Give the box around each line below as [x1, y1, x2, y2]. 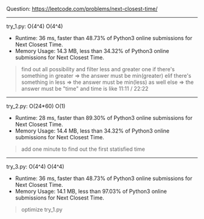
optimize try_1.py [21, 206, 63, 213]
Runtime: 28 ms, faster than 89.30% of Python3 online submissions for [15, 114, 193, 121]
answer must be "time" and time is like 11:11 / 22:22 [21, 85, 149, 92]
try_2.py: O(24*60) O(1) [6, 103, 66, 109]
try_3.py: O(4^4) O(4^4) [6, 163, 65, 170]
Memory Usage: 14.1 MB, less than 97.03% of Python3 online [15, 188, 167, 195]
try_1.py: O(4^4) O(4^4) [6, 23, 63, 30]
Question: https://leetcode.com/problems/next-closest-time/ [6, 5, 158, 12]
